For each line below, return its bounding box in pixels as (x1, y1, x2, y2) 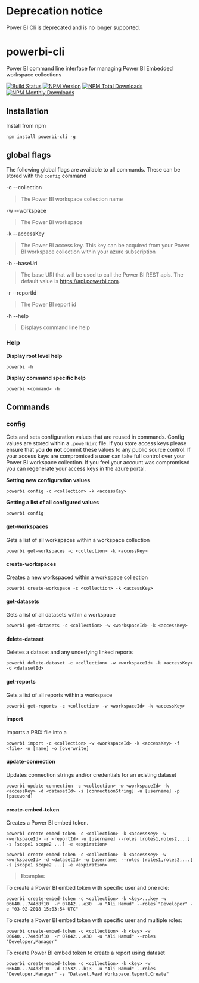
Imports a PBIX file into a (6, 728, 67, 736)
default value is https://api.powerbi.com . (20, 277, 120, 284)
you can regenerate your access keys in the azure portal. (6, 465, 147, 473)
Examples (20, 872, 45, 880)
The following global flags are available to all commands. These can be (6, 166, 181, 173)
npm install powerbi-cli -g (6, 133, 76, 140)
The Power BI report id (20, 301, 76, 308)
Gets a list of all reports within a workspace (6, 691, 113, 699)
